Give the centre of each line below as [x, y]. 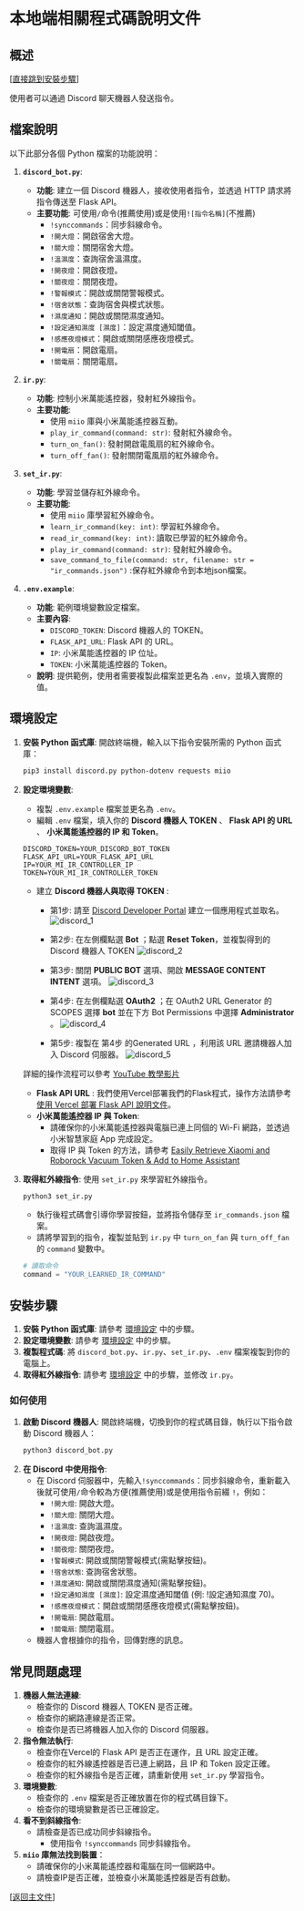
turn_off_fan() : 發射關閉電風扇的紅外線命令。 [137, 455]
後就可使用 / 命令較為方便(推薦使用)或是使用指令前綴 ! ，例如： [152, 1492]
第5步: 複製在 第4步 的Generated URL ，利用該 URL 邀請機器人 [167, 1043]
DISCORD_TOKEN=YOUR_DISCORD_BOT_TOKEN [96, 848]
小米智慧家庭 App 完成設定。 [104, 1138]
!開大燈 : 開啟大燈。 [85, 1504]
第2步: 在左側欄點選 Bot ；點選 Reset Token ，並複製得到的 [160, 939]
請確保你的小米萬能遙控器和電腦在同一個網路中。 [128, 1865]
